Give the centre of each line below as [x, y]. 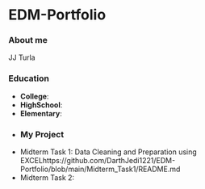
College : [34, 96]
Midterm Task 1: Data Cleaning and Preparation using [109, 152]
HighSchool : [41, 105]
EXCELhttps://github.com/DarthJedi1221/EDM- [98, 161]
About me [28, 40]
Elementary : [41, 113]
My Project [42, 134]
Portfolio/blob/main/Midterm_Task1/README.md [100, 169]
